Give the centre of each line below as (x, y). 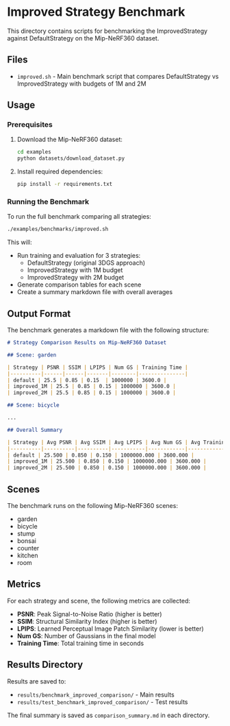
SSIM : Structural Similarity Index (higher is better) (87, 621)
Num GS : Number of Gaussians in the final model (86, 636)
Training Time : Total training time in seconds (80, 643)
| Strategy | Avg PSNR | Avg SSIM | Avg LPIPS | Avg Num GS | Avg (104, 442)
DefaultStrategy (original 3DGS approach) (86, 263)
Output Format (39, 314)
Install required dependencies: (60, 171)
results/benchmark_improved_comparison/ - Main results (95, 694)
